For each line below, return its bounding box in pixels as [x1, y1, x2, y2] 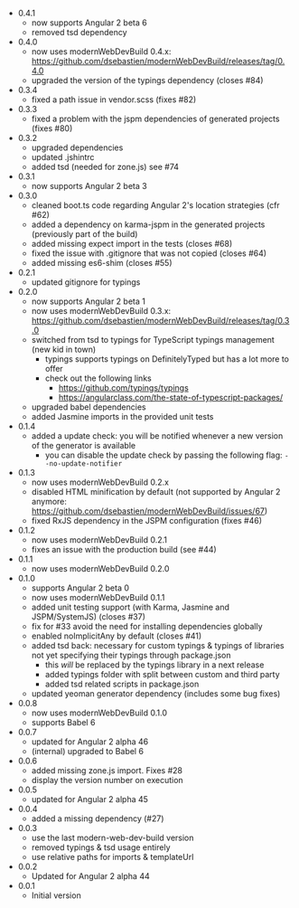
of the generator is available [31, 440, 136, 450]
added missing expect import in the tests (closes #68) [31, 239, 233, 249]
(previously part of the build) [31, 229, 138, 239]
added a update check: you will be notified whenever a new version [31, 430, 284, 441]
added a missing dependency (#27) [31, 813, 164, 824]
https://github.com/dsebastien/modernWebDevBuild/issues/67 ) [31, 506, 268, 516]
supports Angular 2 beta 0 [31, 582, 129, 593]
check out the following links [44, 373, 152, 383]
